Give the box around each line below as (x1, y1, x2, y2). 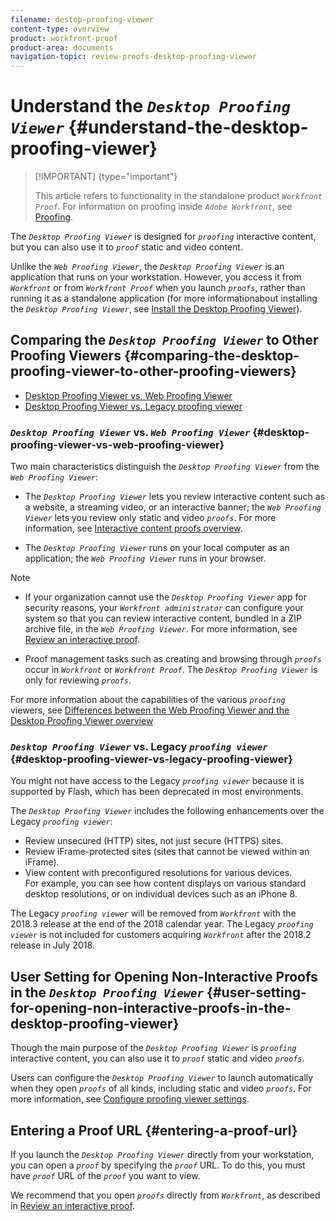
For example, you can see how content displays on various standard (24, 877, 307, 890)
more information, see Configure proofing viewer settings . (10, 1093, 250, 1105)
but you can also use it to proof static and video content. (10, 241, 243, 253)
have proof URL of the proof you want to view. (10, 1170, 201, 1182)
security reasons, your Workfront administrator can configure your (24, 602, 304, 614)
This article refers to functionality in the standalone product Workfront (34, 190, 323, 202)
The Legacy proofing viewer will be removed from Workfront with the (10, 907, 297, 920)
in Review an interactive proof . (10, 1200, 135, 1212)
